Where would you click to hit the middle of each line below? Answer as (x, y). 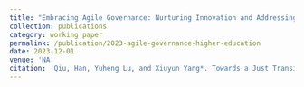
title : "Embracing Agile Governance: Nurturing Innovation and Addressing (153, 18)
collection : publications (58, 26)
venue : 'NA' (32, 60)
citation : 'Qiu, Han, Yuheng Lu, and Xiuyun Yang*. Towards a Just (139, 69)
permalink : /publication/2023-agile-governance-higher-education (135, 43)
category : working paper (56, 34)
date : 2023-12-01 (42, 52)
